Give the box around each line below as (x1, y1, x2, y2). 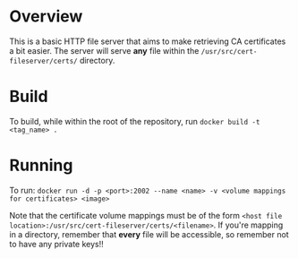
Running (9, 155, 73, 176)
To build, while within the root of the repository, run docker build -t (9, 116, 260, 126)
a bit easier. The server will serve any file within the (9, 45, 200, 56)
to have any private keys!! (9, 238, 105, 249)
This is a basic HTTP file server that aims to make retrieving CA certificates (9, 36, 286, 47)
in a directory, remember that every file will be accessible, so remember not (9, 228, 289, 239)
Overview (9, 6, 83, 27)
